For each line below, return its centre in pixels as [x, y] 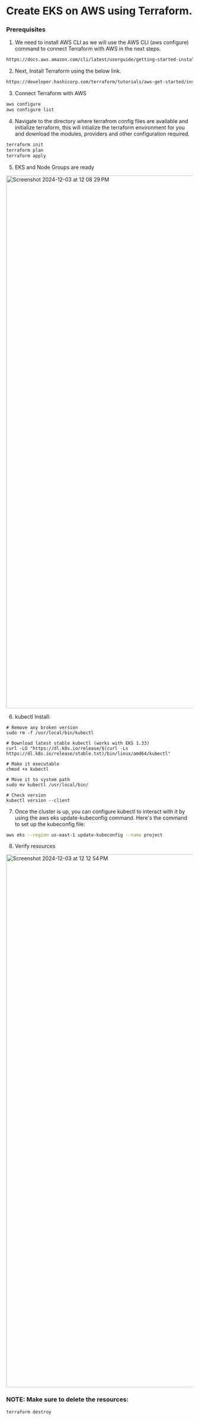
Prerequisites [26, 30]
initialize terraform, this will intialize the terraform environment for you [100, 127]
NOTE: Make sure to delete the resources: [68, 1400]
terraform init [25, 145]
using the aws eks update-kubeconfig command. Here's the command [101, 818]
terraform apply [26, 156]
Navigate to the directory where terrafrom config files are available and [101, 121]
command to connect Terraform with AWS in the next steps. [88, 49]
